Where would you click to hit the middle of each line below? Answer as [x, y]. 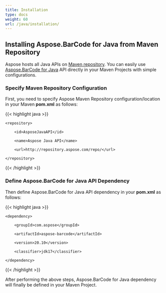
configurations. [21, 75]
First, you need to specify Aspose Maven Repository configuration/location [83, 99]
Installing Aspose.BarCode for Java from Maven [82, 44]
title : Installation [27, 10]
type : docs [17, 15]
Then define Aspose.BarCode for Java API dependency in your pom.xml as [83, 192]
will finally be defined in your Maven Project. [51, 284]
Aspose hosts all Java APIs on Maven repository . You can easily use [75, 64]
